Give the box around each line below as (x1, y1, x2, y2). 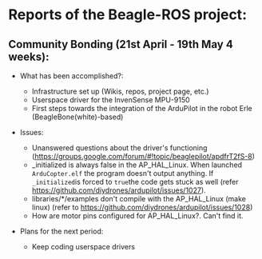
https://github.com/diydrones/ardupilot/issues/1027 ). (31, 185, 206, 195)
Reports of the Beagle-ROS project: (8, 6, 248, 24)
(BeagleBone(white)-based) (31, 112, 124, 122)
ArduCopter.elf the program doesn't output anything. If (31, 169, 214, 177)
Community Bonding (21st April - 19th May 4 (8, 38, 233, 51)
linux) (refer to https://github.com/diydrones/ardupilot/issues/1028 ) (31, 202, 253, 212)
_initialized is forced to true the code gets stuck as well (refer (31, 177, 239, 186)
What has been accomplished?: (19, 71, 124, 81)
